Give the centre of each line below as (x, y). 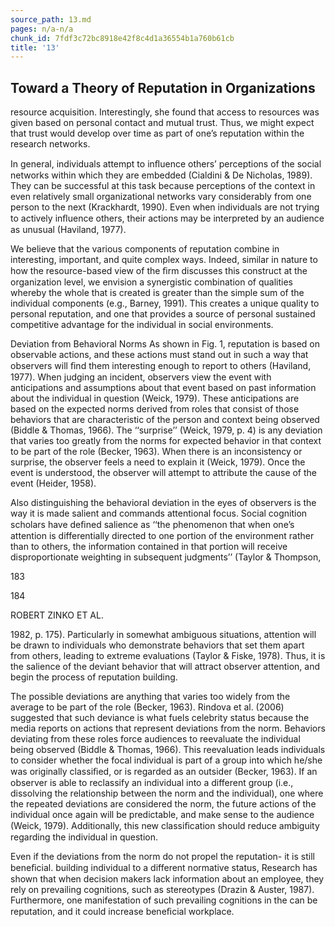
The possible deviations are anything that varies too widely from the (150, 697)
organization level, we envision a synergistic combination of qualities (151, 282)
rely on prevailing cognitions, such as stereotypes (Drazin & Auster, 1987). (162, 890)
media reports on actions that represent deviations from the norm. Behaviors (168, 728)
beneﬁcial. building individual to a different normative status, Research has (164, 868)
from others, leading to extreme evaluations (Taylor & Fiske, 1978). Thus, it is (168, 656)
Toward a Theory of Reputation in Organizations (163, 87)
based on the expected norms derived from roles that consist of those (155, 409)
